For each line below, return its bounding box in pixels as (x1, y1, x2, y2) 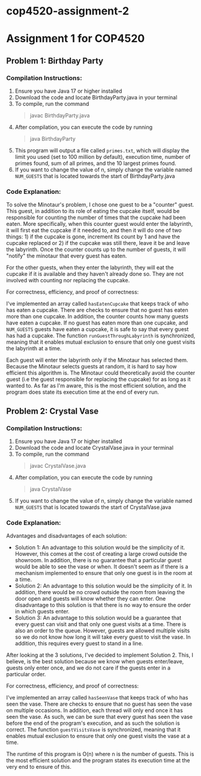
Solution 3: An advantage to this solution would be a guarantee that (14, 614, 182, 621)
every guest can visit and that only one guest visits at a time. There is (14, 621, 187, 628)
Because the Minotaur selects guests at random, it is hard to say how (6, 363, 177, 370)
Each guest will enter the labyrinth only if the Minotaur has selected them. (6, 356, 188, 364)
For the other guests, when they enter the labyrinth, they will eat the (6, 264, 174, 272)
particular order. (6, 671, 46, 678)
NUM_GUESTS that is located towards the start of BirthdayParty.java (14, 173, 175, 180)
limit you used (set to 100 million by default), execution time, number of (14, 154, 191, 161)
